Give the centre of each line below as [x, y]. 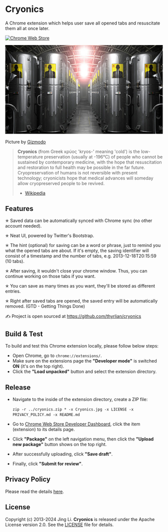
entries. [13, 291]
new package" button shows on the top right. [59, 444]
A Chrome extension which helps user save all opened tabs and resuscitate [83, 23]
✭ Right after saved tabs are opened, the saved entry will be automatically [81, 301]
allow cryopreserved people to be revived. [61, 183]
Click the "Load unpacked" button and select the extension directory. [84, 371]
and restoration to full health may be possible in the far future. [81, 167]
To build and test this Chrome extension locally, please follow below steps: [82, 346]
